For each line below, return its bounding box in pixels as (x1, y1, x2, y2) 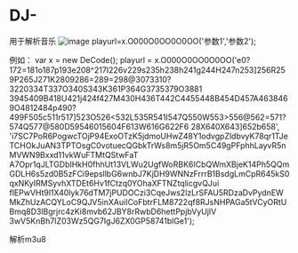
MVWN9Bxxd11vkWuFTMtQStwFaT (9, 149, 139, 160)
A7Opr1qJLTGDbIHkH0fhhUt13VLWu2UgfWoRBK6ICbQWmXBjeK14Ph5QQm (9, 159, 290, 170)
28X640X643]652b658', (190, 121, 280, 131)
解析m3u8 (9, 233, 46, 244)
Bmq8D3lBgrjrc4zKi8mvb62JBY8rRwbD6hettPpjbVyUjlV (9, 206, 217, 217)
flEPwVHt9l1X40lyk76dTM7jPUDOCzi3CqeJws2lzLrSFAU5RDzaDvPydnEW (9, 187, 285, 198)
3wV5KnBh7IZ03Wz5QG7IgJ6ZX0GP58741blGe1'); (9, 215, 196, 226)
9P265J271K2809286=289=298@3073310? (9, 74, 172, 84)
